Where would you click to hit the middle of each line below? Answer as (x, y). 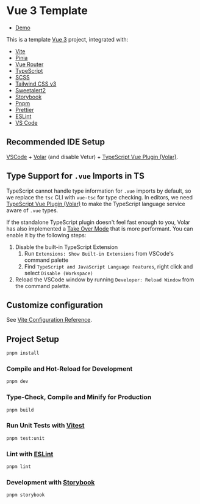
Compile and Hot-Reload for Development (70, 369)
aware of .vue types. (32, 210)
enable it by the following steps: (46, 235)
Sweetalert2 (30, 90)
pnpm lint (19, 466)
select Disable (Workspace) (59, 273)
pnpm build (20, 410)
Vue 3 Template (47, 11)
